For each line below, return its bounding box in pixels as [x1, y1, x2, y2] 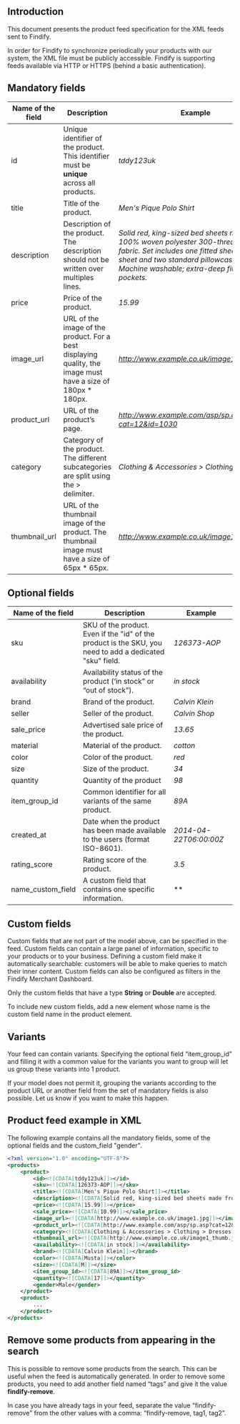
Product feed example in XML [7, 1115, 141, 1127]
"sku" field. [82, 656, 120, 666]
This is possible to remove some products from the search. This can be [7, 1364, 217, 1373]
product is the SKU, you [82, 638, 163, 648]
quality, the [63, 358, 101, 368]
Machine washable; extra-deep [118, 264, 226, 274]
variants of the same [82, 796, 152, 806]
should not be [63, 254, 109, 264]
